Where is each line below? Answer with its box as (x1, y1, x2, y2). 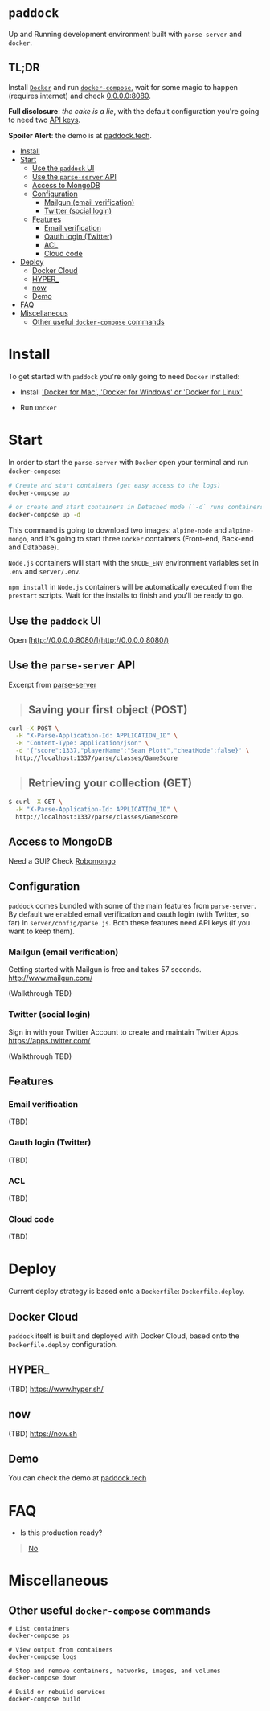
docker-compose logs (8, 1653, 78, 1661)
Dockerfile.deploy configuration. (8, 1339, 118, 1349)
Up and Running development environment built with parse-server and (8, 29, 243, 39)
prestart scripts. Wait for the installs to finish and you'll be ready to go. (8, 590, 244, 600)
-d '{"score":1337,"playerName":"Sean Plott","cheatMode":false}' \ (15, 747, 250, 755)
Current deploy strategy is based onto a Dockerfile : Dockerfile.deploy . (8, 1287, 245, 1297)
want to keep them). (8, 926, 75, 936)
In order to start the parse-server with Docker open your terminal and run (8, 457, 249, 467)
